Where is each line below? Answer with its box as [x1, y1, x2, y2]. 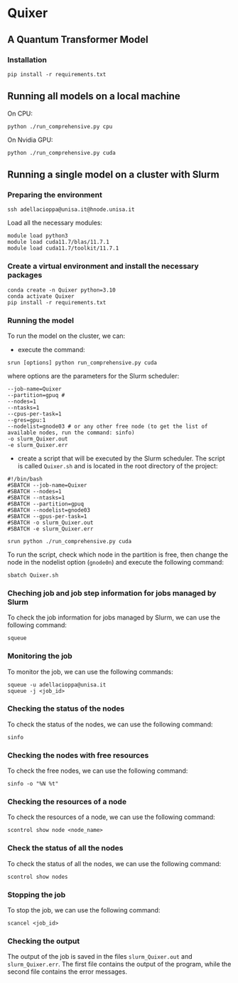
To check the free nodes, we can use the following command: [7, 766, 188, 775]
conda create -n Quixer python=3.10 [7, 287, 116, 294]
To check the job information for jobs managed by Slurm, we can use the [7, 613, 220, 622]
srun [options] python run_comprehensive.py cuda [7, 359, 158, 366]
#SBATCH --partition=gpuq [7, 500, 84, 508]
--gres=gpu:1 [7, 416, 46, 423]
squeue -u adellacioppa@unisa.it [7, 681, 107, 689]
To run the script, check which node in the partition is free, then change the [7, 550, 229, 559]
